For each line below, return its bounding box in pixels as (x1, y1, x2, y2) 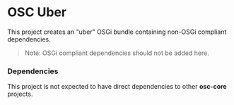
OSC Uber (7, 4, 67, 20)
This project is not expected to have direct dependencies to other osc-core (7, 82, 228, 91)
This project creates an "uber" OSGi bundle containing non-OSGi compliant (7, 27, 227, 36)
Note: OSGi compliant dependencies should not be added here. (24, 49, 210, 57)
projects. (7, 89, 33, 99)
